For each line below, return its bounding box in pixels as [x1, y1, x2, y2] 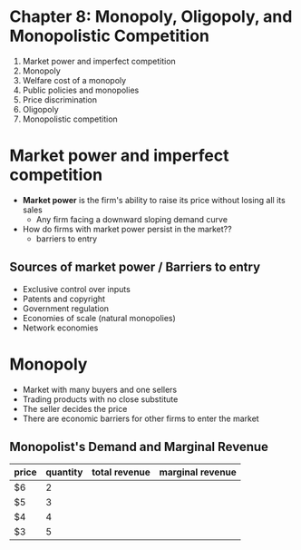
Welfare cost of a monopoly [22, 74, 127, 85]
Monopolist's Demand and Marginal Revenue [9, 439, 269, 455]
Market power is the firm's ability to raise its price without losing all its [22, 194, 286, 205]
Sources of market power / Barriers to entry [9, 260, 261, 275]
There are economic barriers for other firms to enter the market [22, 413, 260, 424]
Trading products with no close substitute [22, 393, 179, 405]
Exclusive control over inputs [22, 283, 131, 294]
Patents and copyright [22, 293, 106, 304]
